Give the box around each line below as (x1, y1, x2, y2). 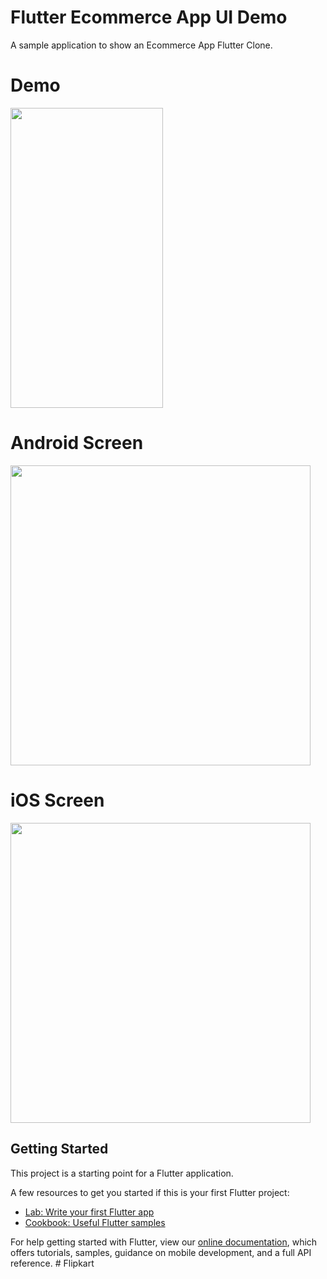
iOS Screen (10, 789, 105, 811)
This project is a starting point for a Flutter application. (10, 1167, 234, 1179)
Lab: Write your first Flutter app (24, 1206, 155, 1218)
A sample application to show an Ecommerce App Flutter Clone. (10, 39, 273, 51)
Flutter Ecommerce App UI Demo (10, 6, 288, 29)
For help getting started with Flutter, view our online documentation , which (10, 1236, 318, 1248)
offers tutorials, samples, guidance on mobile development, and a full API (10, 1246, 312, 1258)
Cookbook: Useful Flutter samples (24, 1216, 166, 1228)
